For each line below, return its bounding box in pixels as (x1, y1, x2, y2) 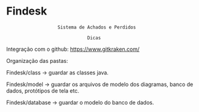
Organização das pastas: (6, 57, 68, 64)
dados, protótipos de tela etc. (6, 87, 80, 94)
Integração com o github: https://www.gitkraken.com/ (6, 45, 140, 53)
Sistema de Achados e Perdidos (57, 24, 136, 30)
